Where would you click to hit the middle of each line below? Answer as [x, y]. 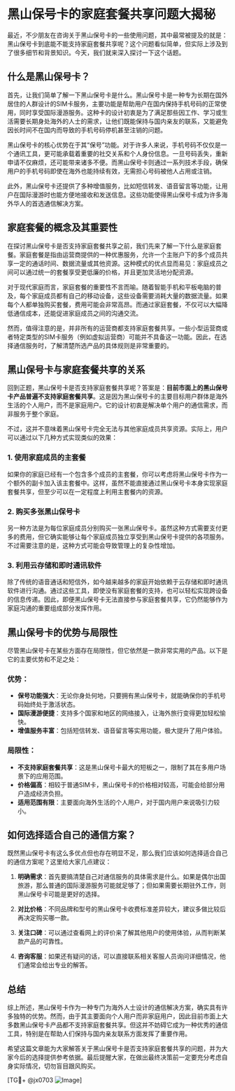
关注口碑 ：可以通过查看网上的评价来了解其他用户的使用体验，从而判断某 [121, 933]
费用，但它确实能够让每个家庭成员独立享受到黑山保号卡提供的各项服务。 [123, 537]
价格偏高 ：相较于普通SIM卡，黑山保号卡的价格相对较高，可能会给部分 [118, 784]
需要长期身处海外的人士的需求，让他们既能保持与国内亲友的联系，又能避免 [120, 121]
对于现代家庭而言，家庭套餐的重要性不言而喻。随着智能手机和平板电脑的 [111, 287]
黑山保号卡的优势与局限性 [62, 632]
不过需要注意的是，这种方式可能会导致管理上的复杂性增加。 [93, 545]
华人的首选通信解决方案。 [50, 203]
